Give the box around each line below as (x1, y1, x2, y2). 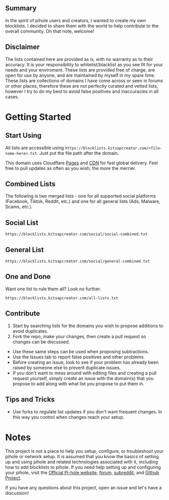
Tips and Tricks (5, 395, 55, 404)
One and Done (5, 272, 51, 281)
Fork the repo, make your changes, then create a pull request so (12, 333, 146, 339)
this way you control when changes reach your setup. (12, 414, 125, 420)
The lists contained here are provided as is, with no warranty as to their (5, 56, 153, 62)
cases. (5, 93, 19, 100)
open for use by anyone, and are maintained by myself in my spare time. (5, 72, 155, 78)
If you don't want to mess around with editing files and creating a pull (12, 370, 157, 376)
